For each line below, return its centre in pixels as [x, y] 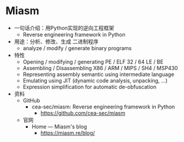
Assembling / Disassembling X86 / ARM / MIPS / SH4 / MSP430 [100, 68]
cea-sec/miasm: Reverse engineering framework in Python [103, 107]
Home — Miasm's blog [59, 126]
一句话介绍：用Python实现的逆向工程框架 [64, 28]
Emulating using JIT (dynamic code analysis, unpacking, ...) [95, 80]
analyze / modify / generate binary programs [77, 48]
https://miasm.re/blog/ [68, 133]
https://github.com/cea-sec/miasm [83, 113]
